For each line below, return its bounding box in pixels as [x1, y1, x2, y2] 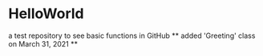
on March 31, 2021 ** [8, 39, 79, 48]
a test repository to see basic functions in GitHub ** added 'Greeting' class [8, 31, 256, 40]
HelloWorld [8, 5, 84, 23]
